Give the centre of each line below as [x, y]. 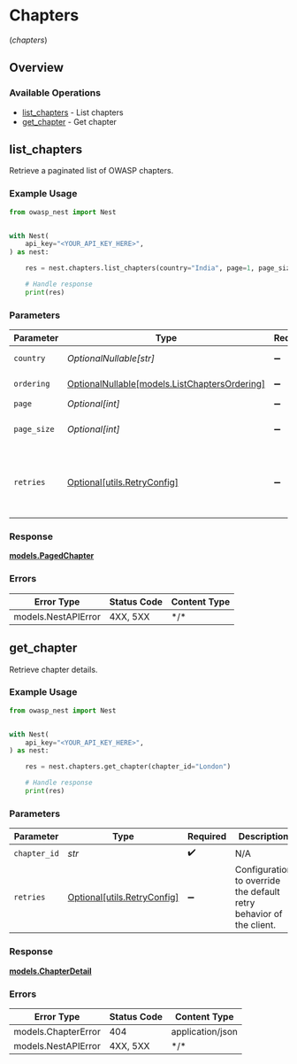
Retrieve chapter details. [53, 669]
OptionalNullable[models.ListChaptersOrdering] [166, 384]
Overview [37, 68]
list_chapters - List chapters [72, 112]
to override [258, 881]
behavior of [259, 914]
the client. [255, 925]
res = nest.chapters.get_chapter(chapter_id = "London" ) [128, 767]
